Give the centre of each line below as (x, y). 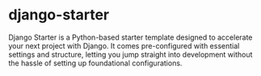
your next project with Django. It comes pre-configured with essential (124, 45)
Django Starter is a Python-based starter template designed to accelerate (130, 37)
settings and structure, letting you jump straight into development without (130, 54)
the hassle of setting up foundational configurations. (95, 63)
